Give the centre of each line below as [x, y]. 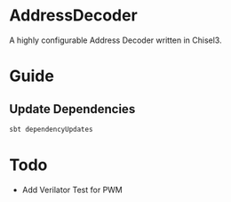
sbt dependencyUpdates [51, 129]
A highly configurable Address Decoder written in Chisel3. [115, 40]
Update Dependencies [72, 109]
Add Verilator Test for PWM [72, 190]
